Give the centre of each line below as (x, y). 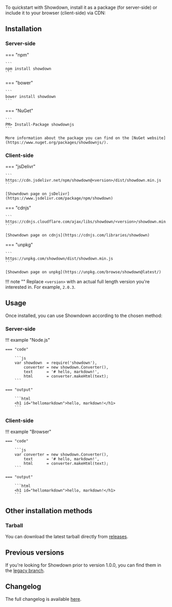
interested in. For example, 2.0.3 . (40, 287)
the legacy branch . (25, 570)
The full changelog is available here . (44, 599)
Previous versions (35, 553)
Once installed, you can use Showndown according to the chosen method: (84, 316)
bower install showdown (31, 96)
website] (157, 138)
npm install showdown (28, 69)
